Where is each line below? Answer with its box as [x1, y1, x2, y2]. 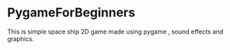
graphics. [7, 34, 35, 42]
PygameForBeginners [7, 5, 135, 21]
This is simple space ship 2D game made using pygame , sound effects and [7, 27, 224, 36]
